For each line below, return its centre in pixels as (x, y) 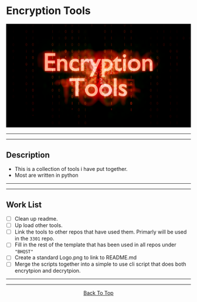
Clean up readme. (36, 219)
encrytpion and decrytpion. (47, 271)
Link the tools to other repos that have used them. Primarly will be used (101, 232)
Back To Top (98, 293)
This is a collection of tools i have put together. (71, 169)
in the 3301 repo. (34, 239)
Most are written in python (46, 175)
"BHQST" (24, 252)
